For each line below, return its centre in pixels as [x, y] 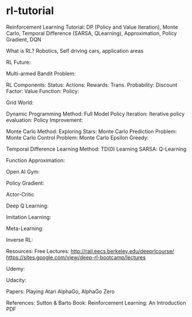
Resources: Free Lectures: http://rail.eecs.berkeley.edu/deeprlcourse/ [90, 251]
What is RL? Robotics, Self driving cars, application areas [75, 50]
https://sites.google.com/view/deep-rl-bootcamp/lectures [76, 257]
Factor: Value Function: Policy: [43, 91]
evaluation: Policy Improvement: [45, 120]
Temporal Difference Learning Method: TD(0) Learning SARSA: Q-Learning [96, 149]
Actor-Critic [20, 194]
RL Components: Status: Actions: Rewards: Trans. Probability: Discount [92, 85]
